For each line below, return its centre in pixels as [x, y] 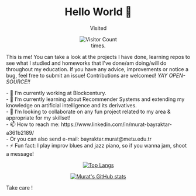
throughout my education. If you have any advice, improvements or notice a [97, 69]
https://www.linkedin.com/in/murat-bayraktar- [116, 124]
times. [98, 45]
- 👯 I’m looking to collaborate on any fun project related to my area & [88, 111]
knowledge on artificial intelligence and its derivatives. [72, 105]
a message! [20, 153]
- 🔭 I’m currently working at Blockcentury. [56, 93]
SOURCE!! [18, 82]
